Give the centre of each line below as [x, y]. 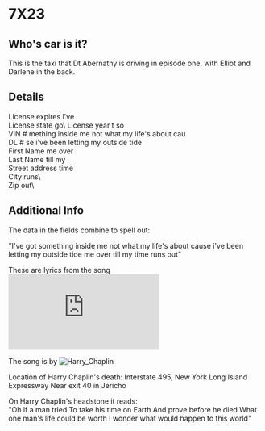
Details [26, 97]
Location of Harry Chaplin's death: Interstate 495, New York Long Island [128, 377]
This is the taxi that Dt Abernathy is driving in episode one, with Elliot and [130, 63]
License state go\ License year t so [66, 125]
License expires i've [41, 116]
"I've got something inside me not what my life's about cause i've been [126, 245]
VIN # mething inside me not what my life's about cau [97, 133]
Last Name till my [37, 159]
